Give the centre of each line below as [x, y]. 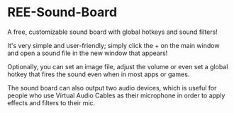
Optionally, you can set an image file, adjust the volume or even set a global [118, 66]
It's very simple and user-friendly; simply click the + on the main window [113, 45]
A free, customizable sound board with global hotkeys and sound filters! [112, 32]
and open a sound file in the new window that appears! [88, 53]
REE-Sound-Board [62, 12]
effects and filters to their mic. [51, 102]
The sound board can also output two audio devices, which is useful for [112, 88]
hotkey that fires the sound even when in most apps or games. [99, 74]
